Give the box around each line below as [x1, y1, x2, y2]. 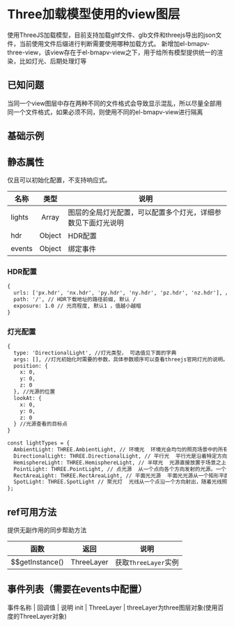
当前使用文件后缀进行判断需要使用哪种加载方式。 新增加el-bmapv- [19, 39, 210, 47]
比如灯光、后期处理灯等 [19, 56, 87, 65]
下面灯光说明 [81, 217, 124, 227]
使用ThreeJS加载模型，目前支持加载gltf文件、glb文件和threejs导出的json [7, 31, 216, 39]
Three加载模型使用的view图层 [7, 6, 180, 22]
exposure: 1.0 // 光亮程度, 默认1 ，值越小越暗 [13, 302, 141, 309]
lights [10, 212, 29, 222]
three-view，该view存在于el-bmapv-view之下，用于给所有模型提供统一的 [7, 48, 217, 56]
